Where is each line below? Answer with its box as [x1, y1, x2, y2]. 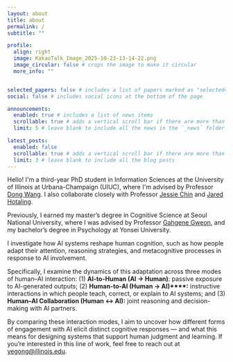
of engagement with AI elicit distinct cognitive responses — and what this [7, 325, 217, 334]
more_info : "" [13, 67, 54, 75]
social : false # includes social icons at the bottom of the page [7, 93, 203, 100]
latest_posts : [7, 137, 49, 144]
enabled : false [13, 144, 58, 150]
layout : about [7, 10, 49, 17]
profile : [7, 42, 33, 49]
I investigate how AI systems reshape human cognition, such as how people [7, 239, 224, 248]
